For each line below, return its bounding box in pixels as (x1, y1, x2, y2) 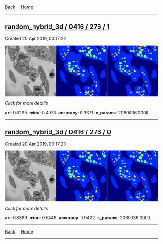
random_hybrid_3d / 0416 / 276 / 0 (5, 128, 112, 136)
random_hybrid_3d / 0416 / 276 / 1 (5, 23, 110, 31)
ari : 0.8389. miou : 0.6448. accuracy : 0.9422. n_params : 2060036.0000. (5, 215, 152, 221)
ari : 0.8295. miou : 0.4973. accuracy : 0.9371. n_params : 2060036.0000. (5, 109, 150, 115)
